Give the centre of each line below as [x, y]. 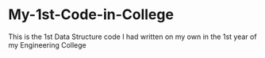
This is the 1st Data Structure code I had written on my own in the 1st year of [132, 37]
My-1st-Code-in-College [91, 15]
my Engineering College [48, 44]
